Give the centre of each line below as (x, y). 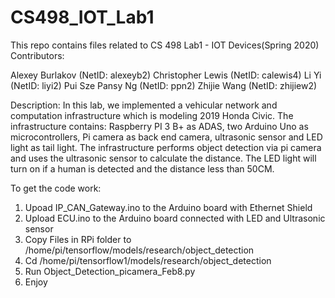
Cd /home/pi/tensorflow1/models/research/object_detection (148, 260)
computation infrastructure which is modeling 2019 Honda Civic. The (152, 115)
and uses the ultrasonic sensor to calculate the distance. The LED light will (163, 158)
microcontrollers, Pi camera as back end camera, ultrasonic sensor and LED (166, 137)
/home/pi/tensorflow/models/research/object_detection (139, 250)
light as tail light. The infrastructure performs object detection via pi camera (166, 147)
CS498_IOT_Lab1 (82, 17)
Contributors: (37, 55)
